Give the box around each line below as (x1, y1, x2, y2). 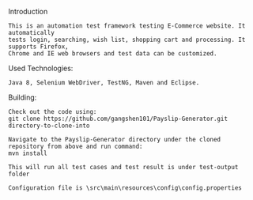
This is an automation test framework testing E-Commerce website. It (8, 22, 246, 30)
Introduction (8, 7, 48, 16)
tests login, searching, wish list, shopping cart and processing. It (8, 36, 246, 43)
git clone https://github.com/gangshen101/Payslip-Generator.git (8, 115, 228, 123)
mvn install (8, 149, 47, 157)
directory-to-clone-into (8, 122, 90, 130)
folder (8, 170, 30, 178)
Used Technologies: (8, 63, 74, 73)
